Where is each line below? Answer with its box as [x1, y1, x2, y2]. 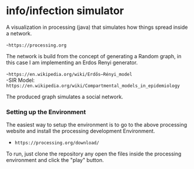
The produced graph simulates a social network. [6, 93, 123, 100]
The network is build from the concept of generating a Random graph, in [6, 52, 182, 59]
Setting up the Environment [6, 108, 86, 116]
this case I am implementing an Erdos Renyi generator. [6, 59, 138, 66]
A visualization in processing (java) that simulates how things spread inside [6, 24, 188, 31]
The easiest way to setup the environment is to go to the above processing [6, 121, 187, 128]
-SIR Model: [6, 77, 35, 84]
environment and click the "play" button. [6, 157, 104, 164]
